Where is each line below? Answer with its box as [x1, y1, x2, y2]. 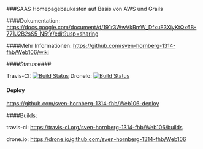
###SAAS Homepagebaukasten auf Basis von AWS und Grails [6, 6, 164, 12]
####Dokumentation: [6, 17, 60, 24]
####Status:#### [6, 61, 52, 67]
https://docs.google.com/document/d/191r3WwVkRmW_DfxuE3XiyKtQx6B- [6, 24, 197, 31]
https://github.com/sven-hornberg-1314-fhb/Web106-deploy [6, 100, 159, 107]
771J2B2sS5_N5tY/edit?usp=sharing [6, 30, 99, 37]
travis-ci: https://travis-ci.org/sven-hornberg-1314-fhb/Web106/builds [6, 124, 183, 131]
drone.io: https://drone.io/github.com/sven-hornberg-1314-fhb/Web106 [6, 136, 186, 143]
